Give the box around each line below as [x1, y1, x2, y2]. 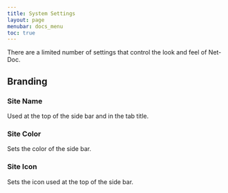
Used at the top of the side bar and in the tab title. [7, 112, 149, 120]
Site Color [7, 129, 41, 139]
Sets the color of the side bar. [7, 145, 92, 153]
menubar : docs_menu [7, 23, 64, 30]
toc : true [7, 29, 36, 37]
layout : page [7, 17, 45, 23]
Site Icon [7, 162, 38, 172]
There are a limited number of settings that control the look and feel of [7, 48, 207, 57]
